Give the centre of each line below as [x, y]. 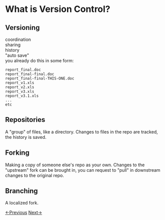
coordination [18, 39]
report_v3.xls [20, 92]
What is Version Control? [58, 9]
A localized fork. [22, 203]
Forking [17, 153]
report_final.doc [23, 70]
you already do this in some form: [40, 60]
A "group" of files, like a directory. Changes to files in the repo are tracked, [82, 132]
